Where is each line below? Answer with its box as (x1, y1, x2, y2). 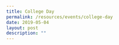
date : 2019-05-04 (6, 19, 49, 25)
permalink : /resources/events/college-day (6, 14, 113, 20)
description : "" (6, 30, 46, 36)
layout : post (6, 25, 39, 31)
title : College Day (6, 8, 55, 15)
